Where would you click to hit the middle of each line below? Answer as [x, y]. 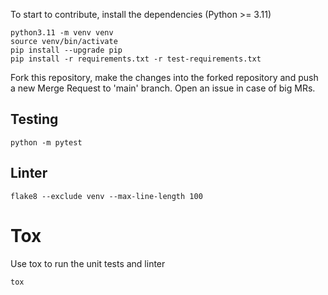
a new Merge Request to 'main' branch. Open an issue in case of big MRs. [163, 88]
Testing [34, 119]
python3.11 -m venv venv [62, 33]
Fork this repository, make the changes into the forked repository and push [164, 77]
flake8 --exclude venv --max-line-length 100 [106, 196]
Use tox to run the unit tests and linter [88, 263]
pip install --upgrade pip [66, 50]
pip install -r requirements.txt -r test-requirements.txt [136, 59]
